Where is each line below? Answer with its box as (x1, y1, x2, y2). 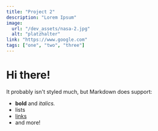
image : (6, 20, 23, 26)
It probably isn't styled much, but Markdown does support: (6, 88, 153, 95)
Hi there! (6, 69, 51, 82)
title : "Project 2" (6, 8, 55, 15)
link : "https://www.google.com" (6, 37, 87, 43)
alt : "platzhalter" (11, 31, 61, 37)
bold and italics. (14, 100, 55, 107)
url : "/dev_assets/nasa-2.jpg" (11, 25, 90, 32)
